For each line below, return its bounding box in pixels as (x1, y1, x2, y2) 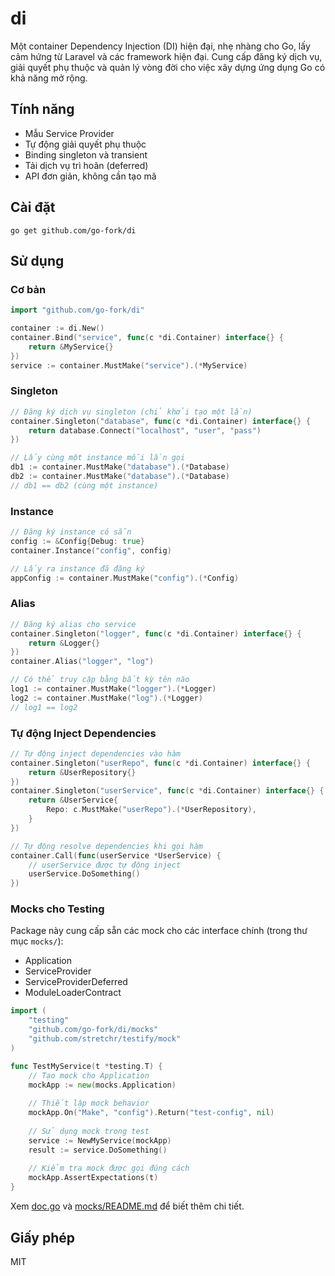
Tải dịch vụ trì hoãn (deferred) (24, 159, 149, 171)
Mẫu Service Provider (24, 127, 115, 139)
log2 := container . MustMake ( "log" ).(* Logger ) (10, 693, 203, 703)
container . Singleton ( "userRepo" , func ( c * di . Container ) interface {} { (10, 758, 311, 768)
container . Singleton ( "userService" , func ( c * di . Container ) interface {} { (10, 786, 325, 796)
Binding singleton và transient (24, 148, 148, 161)
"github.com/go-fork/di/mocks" (28, 1025, 159, 1035)
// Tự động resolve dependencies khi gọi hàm (10, 841, 203, 851)
